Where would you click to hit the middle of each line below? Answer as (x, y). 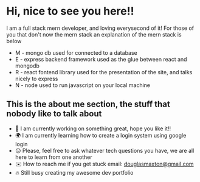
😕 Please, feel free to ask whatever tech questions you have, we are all (105, 150)
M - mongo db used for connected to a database (76, 52)
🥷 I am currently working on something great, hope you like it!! (93, 128)
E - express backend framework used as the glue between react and (101, 59)
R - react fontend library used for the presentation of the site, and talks (104, 72)
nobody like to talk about (54, 114)
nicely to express (36, 79)
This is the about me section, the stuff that (88, 104)
